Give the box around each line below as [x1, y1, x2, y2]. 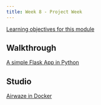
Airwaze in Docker [6, 92, 53, 100]
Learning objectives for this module [6, 25, 95, 33]
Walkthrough [6, 43, 56, 53]
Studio [6, 76, 32, 86]
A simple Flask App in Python [6, 59, 80, 66]
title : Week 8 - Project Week [6, 8, 83, 15]
